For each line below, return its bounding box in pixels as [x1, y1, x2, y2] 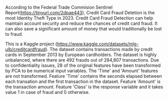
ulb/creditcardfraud [5, 46, 46, 52]
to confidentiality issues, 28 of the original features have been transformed [5, 63, 161, 68]
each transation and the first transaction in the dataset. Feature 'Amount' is [5, 78, 161, 84]
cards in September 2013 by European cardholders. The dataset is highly [5, 52, 157, 58]
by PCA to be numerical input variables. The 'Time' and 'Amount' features [5, 68, 158, 74]
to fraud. [5, 31, 23, 37]
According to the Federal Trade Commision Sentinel [5, 5, 113, 10]
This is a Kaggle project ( [5, 41, 57, 47]
